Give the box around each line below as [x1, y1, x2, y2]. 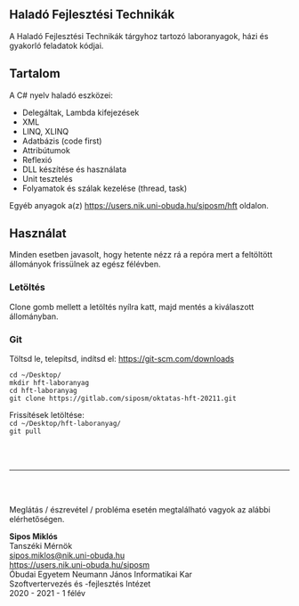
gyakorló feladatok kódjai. [9, 40, 104, 51]
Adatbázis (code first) [21, 135, 102, 146]
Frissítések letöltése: [9, 410, 85, 421]
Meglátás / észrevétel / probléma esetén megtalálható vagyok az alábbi [9, 504, 271, 515]
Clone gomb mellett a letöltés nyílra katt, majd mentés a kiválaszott [9, 301, 255, 312]
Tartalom [9, 66, 61, 81]
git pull [9, 427, 42, 436]
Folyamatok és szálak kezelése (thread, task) [21, 183, 188, 193]
